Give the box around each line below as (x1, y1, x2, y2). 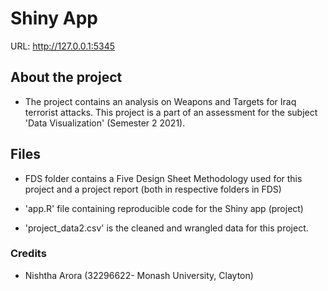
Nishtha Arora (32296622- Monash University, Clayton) (24, 269, 254, 281)
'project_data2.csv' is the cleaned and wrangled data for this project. (24, 222, 309, 234)
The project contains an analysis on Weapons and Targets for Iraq (24, 95, 297, 107)
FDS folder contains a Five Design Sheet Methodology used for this (24, 172, 303, 184)
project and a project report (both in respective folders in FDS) (24, 183, 282, 195)
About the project (10, 69, 123, 86)
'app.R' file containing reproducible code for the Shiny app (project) (24, 202, 304, 214)
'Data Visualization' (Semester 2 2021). (24, 117, 186, 129)
